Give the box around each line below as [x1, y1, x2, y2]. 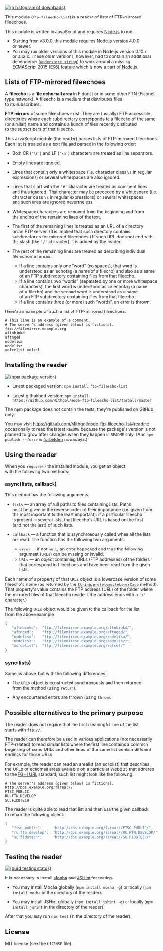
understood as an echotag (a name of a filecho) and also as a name [19, 268, 155, 274]
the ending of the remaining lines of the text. [12, 214, 101, 219]
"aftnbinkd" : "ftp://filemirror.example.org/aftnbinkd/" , [11, 625, 134, 630]
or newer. [12, 43, 32, 49]
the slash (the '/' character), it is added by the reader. [12, 238, 122, 244]
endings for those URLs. [5, 751, 54, 757]
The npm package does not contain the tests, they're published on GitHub [5, 406, 154, 412]
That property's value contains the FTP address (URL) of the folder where [5, 586, 153, 592]
